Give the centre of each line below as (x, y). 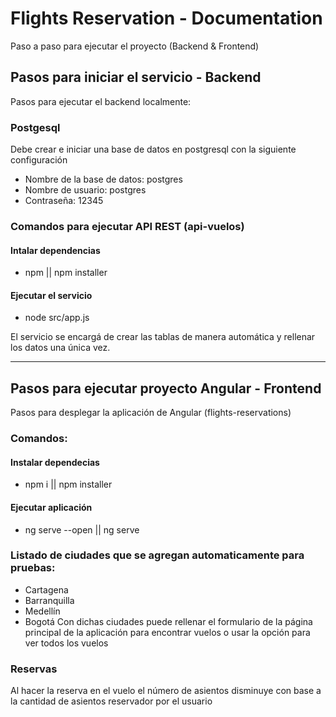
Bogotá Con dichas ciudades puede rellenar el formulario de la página (168, 621)
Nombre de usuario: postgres (85, 190)
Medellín (42, 611)
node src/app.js (57, 318)
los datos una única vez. (60, 348)
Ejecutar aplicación (51, 507)
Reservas (34, 669)
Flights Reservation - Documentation (166, 18)
